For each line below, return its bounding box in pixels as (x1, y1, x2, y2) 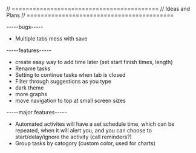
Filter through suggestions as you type (15, 78, 112, 85)
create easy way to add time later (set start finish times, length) (15, 59, 173, 65)
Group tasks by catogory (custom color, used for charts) (15, 140, 156, 147)
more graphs (15, 91, 47, 97)
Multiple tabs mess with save (15, 35, 88, 42)
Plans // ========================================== (6, 11, 174, 19)
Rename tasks (15, 65, 51, 72)
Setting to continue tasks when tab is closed (15, 71, 126, 78)
